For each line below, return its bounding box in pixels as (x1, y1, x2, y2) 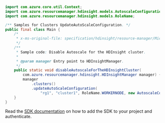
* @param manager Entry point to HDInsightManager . (16, 59, 124, 63)
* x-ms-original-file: (16, 36, 63, 41)
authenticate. (5, 114, 32, 120)
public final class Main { (5, 27, 60, 32)
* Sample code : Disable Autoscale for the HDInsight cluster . (16, 49, 146, 55)
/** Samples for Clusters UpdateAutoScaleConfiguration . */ (5, 22, 131, 27)
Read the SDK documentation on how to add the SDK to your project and (5, 108, 152, 114)
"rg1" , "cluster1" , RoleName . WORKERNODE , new (40, 90, 135, 95)
